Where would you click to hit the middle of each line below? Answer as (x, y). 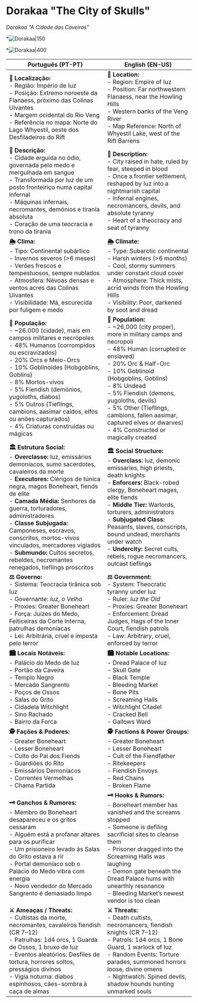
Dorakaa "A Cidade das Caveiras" (48, 27)
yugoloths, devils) (132, 400)
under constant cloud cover (145, 273)
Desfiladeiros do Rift (37, 137)
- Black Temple (128, 677)
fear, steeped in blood (137, 169)
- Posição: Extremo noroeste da (53, 93)
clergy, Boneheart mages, (143, 490)
